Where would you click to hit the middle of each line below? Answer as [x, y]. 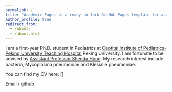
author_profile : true [28, 19]
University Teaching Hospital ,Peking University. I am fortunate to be [92, 53]
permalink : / [19, 10]
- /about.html [25, 34]
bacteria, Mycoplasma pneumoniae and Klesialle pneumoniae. [71, 64]
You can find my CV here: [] [35, 74]
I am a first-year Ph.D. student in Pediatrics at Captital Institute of [74, 48]
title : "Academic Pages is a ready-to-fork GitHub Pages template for [82, 15]
